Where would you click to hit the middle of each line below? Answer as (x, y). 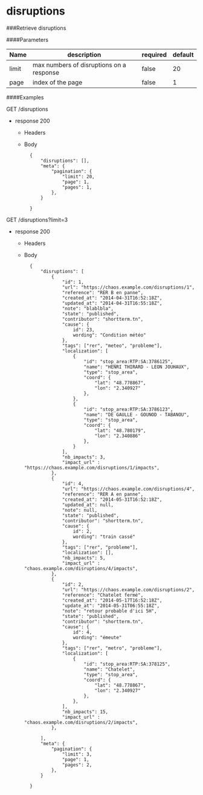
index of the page (57, 82)
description (84, 55)
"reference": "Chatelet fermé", (103, 595)
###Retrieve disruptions (36, 28)
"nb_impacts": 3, (84, 457)
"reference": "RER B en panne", (103, 292)
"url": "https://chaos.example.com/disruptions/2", (128, 589)
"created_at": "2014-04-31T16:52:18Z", (112, 298)
